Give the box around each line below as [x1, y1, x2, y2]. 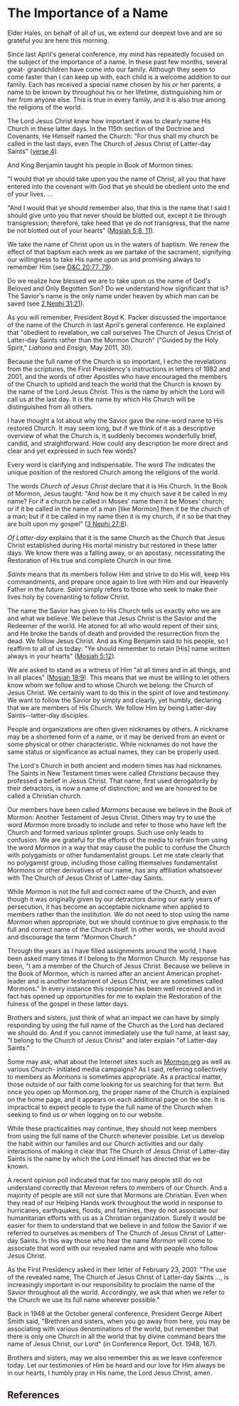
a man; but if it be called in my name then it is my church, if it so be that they [7, 511, 231, 521]
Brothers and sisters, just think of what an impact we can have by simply [7, 1013, 220, 1021]
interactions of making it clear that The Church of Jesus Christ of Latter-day [7, 1147, 230, 1155]
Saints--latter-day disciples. [7, 711, 90, 719]
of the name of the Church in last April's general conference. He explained [7, 321, 225, 329]
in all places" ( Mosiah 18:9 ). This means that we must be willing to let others [7, 673, 230, 682]
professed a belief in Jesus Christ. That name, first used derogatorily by [7, 776, 218, 785]
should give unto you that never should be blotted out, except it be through [7, 211, 227, 219]
